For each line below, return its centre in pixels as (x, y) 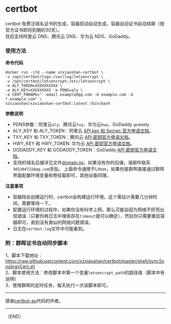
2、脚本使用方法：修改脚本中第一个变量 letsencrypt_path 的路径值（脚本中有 (85, 272)
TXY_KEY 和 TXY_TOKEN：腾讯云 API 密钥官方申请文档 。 (73, 137)
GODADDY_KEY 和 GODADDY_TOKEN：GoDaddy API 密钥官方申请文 (85, 150)
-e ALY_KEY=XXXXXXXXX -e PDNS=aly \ (44, 90)
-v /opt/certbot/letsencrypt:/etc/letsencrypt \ (58, 81)
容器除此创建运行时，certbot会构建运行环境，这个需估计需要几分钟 (83, 197)
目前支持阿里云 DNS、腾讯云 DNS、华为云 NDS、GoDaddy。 (69, 36)
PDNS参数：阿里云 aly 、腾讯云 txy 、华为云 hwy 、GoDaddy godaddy (81, 125)
